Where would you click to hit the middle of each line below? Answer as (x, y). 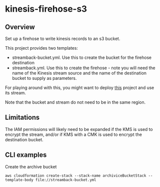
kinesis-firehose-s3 (46, 9)
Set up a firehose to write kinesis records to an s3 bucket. (63, 38)
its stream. (16, 93)
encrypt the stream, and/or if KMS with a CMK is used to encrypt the (73, 134)
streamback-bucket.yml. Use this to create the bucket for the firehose (82, 57)
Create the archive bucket (31, 167)
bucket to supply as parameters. (44, 78)
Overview (20, 27)
